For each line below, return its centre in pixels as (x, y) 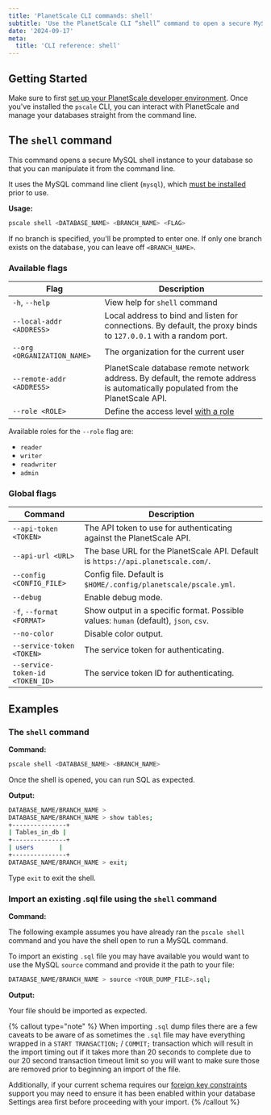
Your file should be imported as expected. (78, 1010)
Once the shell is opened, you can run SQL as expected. (102, 779)
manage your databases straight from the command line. (103, 115)
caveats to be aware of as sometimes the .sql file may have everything (127, 1034)
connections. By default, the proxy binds (181, 325)
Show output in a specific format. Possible (164, 611)
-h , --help (31, 302)
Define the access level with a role (169, 411)
